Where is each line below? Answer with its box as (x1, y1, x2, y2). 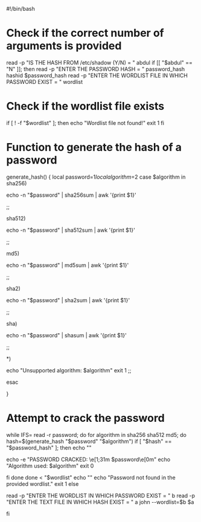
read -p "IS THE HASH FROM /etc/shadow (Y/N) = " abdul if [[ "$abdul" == (6, 59, 193, 66)
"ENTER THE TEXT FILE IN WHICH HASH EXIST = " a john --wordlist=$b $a (6, 498, 194, 506)
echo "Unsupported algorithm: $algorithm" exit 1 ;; (6, 366, 132, 374)
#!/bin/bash (6, 5, 35, 12)
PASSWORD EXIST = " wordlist (6, 78, 83, 85)
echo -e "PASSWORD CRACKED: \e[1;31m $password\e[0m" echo (6, 456, 171, 463)
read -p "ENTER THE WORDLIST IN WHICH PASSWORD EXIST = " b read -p (6, 492, 195, 499)
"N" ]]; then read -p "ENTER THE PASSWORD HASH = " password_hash (6, 65, 185, 72)
